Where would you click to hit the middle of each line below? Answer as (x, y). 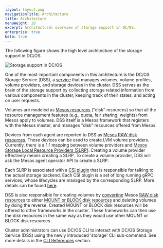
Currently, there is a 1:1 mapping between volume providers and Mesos (76, 145)
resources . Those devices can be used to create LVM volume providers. (77, 140)
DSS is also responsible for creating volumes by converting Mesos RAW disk (82, 195)
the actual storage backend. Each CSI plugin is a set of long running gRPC (79, 175)
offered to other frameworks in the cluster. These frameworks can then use (81, 210)
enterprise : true (23, 32)
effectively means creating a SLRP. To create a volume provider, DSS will (78, 155)
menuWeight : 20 (20, 23)
